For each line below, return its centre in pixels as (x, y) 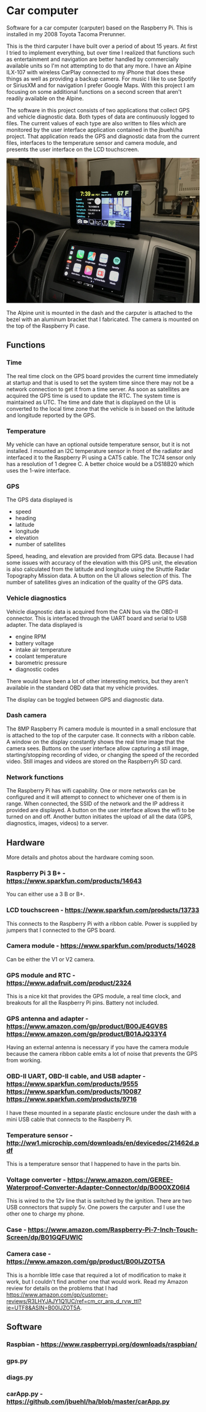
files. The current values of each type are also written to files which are (97, 123)
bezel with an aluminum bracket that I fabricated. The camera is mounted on (103, 319)
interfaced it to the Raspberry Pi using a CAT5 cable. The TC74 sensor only (101, 457)
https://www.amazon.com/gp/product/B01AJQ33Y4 (86, 1034)
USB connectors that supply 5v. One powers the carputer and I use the (96, 1208)
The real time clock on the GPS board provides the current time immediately (102, 376)
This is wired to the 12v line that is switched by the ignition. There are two (99, 1201)
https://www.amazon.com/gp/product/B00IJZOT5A (86, 1262)
